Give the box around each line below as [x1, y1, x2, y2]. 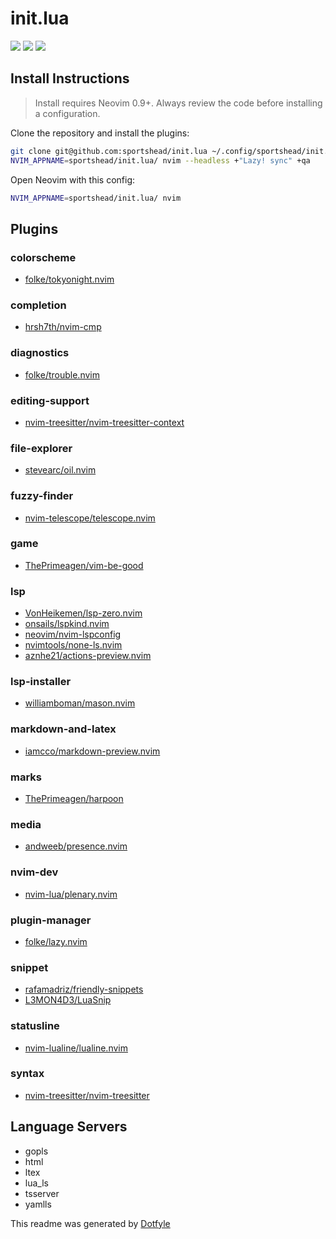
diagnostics [10, 346, 70, 360]
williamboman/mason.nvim [24, 697, 136, 709]
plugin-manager [10, 913, 92, 927]
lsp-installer [10, 675, 72, 689]
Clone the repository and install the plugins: [10, 127, 190, 139]
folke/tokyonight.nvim [24, 273, 115, 286]
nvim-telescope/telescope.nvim [24, 512, 156, 524]
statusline [10, 1019, 60, 1033]
